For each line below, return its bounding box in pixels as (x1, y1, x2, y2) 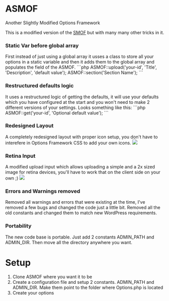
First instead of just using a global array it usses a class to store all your (5, 53, 154, 59)
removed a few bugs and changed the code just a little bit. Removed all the (5, 205, 160, 211)
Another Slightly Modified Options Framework (5, 20, 100, 26)
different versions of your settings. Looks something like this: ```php (5, 104, 146, 110)
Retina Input (5, 152, 36, 159)
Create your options (12, 289, 54, 295)
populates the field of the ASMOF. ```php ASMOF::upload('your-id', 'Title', (5, 64, 157, 71)
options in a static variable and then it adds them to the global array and (5, 59, 155, 65)
